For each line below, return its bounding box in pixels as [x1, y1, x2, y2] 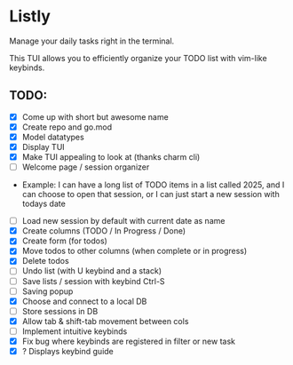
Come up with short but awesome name [21, 111, 169, 122]
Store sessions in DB [21, 305, 99, 316]
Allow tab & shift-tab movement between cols [21, 315, 189, 326]
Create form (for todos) [21, 235, 108, 246]
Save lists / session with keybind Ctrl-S [21, 275, 166, 286]
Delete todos [21, 256, 69, 266]
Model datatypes [21, 131, 84, 142]
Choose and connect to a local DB [21, 296, 147, 306]
